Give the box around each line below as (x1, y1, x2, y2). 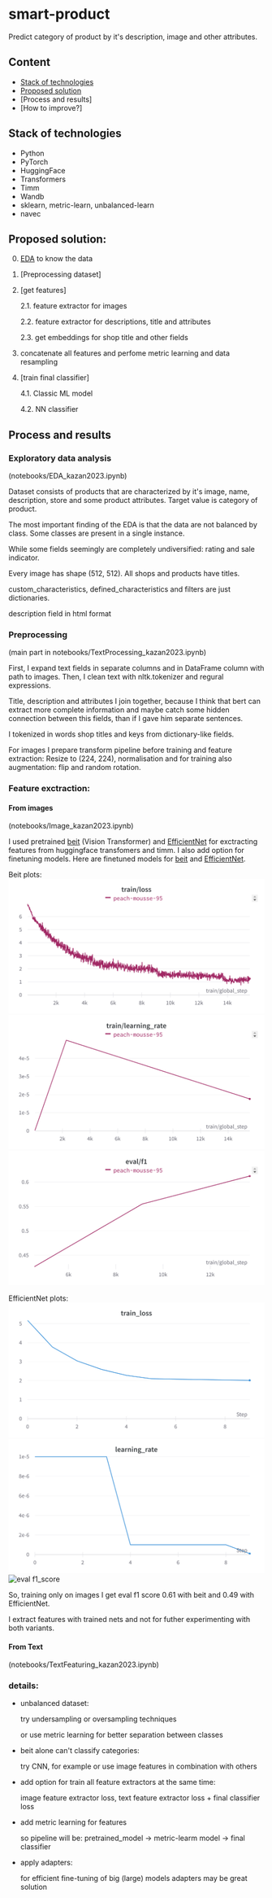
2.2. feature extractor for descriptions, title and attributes (19, 317, 211, 326)
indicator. (8, 553, 40, 562)
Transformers (19, 174, 67, 184)
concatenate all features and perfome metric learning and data (19, 348, 230, 358)
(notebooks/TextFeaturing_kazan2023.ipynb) (8, 1660, 160, 1669)
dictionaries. (8, 593, 50, 603)
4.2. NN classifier (19, 405, 79, 414)
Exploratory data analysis (8, 453, 112, 464)
